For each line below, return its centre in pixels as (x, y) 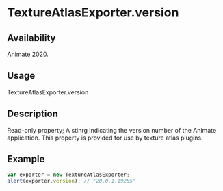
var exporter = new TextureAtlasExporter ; (68, 175)
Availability (31, 38)
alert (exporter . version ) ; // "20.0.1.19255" (71, 181)
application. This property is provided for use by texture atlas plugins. (105, 138)
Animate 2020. (28, 54)
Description (32, 114)
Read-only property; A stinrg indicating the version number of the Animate (112, 130)
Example (26, 159)
